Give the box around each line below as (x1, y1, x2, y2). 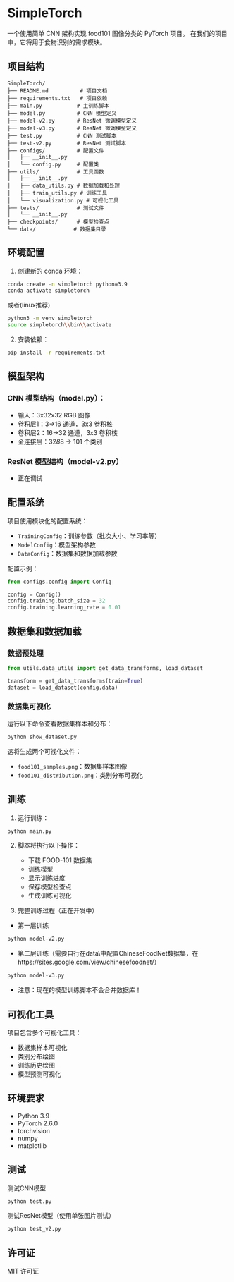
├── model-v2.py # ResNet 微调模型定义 (7, 117, 137, 124)
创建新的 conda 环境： (17, 267, 83, 275)
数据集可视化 (7, 702, 51, 712)
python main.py (7, 827, 52, 835)
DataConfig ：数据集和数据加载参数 (17, 549, 118, 558)
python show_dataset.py (7, 733, 78, 740)
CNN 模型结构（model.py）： (7, 393, 106, 403)
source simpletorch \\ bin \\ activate (7, 322, 112, 329)
